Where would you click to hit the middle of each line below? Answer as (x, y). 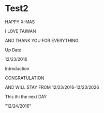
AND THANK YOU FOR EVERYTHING (42, 40)
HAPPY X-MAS (20, 22)
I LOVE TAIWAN (21, 31)
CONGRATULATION (25, 78)
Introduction (17, 69)
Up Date (13, 50)
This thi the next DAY (26, 97)
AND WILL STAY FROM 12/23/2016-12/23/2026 (52, 87)
